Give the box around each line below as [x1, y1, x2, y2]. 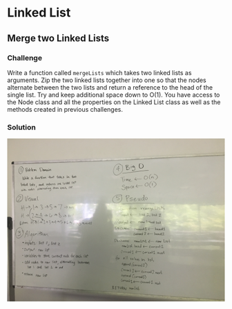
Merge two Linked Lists [7, 32, 110, 44]
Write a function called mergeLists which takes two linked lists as [7, 68, 192, 77]
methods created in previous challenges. [7, 105, 123, 113]
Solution [7, 122, 37, 132]
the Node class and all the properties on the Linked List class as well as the [7, 98, 221, 106]
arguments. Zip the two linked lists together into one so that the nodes [7, 76, 207, 84]
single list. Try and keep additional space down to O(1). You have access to [7, 90, 220, 99]
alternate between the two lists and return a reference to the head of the [7, 83, 213, 91]
